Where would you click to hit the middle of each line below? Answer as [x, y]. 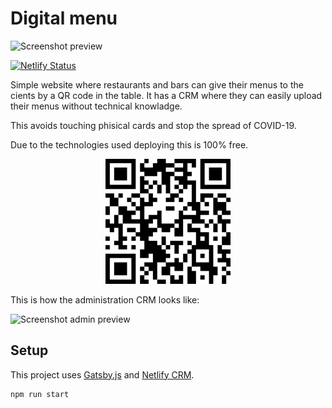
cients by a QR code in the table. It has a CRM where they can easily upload [166, 95]
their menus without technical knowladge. [96, 106]
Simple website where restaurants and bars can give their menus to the [157, 84]
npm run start [40, 394]
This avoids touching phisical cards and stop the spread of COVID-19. [153, 125]
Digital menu [64, 18]
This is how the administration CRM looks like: [105, 299]
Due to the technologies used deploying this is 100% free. [129, 144]
